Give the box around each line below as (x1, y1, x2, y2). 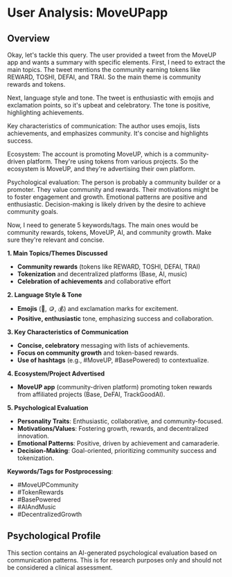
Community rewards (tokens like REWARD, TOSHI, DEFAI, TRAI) (17, 263, 201, 271)
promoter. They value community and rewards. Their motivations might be (7, 186, 219, 193)
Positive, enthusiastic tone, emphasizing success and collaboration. (17, 314, 214, 323)
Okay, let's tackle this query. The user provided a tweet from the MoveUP (7, 51, 217, 59)
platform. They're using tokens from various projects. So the (26, 157, 199, 166)
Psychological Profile (7, 530, 101, 542)
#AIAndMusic (17, 503, 57, 511)
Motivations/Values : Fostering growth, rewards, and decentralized (17, 425, 209, 432)
